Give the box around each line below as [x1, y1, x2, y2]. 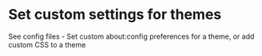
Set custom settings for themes [8, 6, 222, 24]
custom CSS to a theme [8, 39, 86, 49]
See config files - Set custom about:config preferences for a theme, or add [8, 32, 255, 41]
